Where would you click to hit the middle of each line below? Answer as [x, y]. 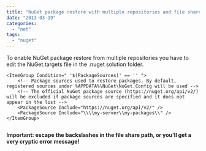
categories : [21, 23]
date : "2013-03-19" [31, 18]
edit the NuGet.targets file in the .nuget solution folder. [75, 64]
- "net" [22, 29]
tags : [13, 35]
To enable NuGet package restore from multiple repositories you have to [97, 58]
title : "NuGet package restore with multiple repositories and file [96, 12]
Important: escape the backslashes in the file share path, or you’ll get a [99, 135]
